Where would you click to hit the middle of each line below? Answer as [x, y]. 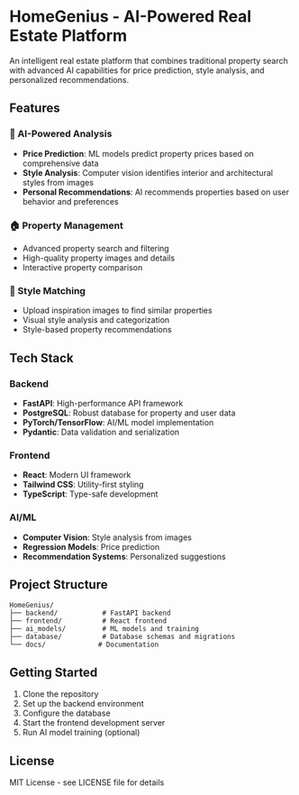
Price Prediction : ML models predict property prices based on [138, 153]
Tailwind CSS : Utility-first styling [83, 485]
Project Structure [59, 585]
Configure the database [66, 713]
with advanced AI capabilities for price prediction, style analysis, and [137, 70]
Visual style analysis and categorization [96, 320]
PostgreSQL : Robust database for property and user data [129, 413]
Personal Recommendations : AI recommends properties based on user [156, 192]
